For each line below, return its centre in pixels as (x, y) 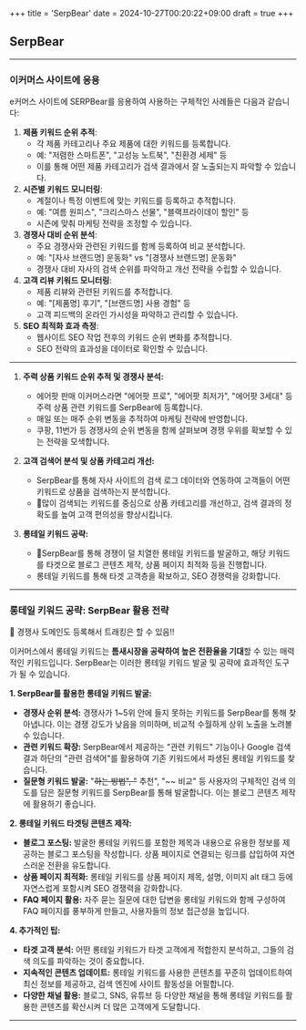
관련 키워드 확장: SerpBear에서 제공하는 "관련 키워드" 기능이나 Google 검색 (157, 747)
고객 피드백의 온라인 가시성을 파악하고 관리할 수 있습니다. (137, 314)
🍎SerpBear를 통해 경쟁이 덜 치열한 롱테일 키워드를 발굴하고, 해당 (151, 553)
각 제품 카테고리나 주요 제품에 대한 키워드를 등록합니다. (133, 144)
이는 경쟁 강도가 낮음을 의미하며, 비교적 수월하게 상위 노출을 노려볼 (175, 725)
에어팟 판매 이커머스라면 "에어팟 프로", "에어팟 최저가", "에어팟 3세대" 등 (164, 397)
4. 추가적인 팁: (35, 931)
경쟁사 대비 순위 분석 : (60, 235)
